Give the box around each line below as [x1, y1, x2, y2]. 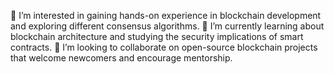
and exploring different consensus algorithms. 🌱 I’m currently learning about [10, 20, 325, 32]
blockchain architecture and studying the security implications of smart [10, 31, 304, 42]
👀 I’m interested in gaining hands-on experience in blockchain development [10, 10, 322, 21]
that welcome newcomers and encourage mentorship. [10, 52, 233, 64]
